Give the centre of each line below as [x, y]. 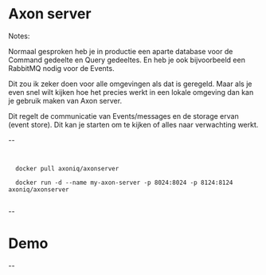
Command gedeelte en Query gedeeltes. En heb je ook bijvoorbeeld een [127, 60]
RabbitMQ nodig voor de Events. [61, 68]
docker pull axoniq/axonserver [67, 168]
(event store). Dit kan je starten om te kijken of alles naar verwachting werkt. [133, 124]
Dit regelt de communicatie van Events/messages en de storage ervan [123, 116]
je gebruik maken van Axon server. [65, 100]
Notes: [19, 36]
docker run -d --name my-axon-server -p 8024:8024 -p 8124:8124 [124, 183]
